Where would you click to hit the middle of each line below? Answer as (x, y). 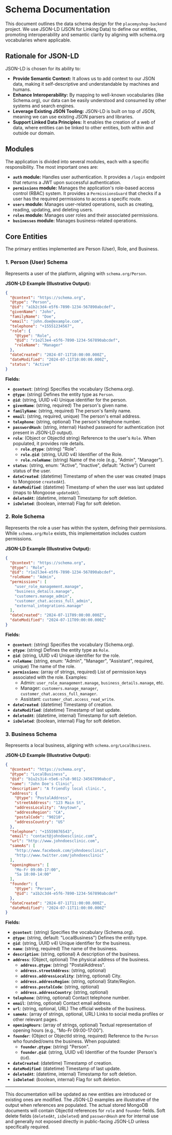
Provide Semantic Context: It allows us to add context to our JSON (84, 79)
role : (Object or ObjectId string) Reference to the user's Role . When (84, 438)
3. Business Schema (31, 734)
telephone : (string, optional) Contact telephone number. (71, 998)
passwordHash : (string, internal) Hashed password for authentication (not (89, 427)
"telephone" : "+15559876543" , (42, 831)
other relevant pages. (35, 1020)
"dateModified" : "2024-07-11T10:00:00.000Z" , (59, 359)
